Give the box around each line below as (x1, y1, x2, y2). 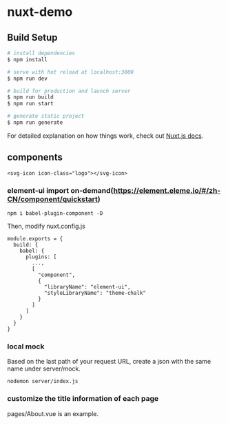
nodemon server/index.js (7, 378, 79, 385)
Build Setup (7, 32, 58, 43)
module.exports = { (7, 235, 63, 242)
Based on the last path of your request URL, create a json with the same (7, 357, 211, 366)
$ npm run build (7, 94, 54, 101)
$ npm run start (7, 101, 54, 107)
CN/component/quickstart (7, 194, 99, 204)
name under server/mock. (7, 364, 81, 373)
